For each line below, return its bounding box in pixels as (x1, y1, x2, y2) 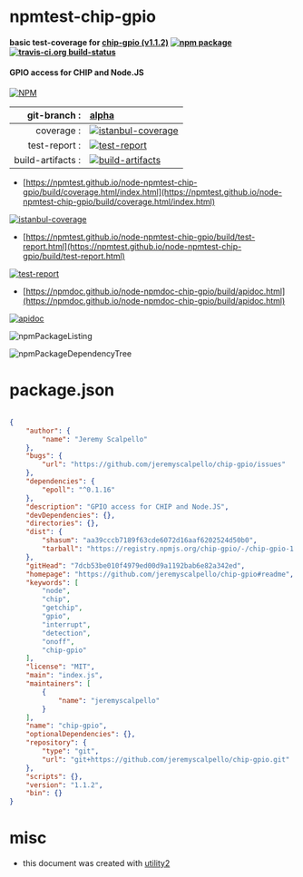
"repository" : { (25, 738, 88, 747)
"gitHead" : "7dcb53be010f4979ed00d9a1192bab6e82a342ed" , (25, 560, 246, 570)
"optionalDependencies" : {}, (25, 730, 136, 739)
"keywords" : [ (25, 578, 79, 587)
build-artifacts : (14, 153, 82, 166)
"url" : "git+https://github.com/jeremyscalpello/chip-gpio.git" (42, 755, 290, 764)
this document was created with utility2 (22, 858, 171, 869)
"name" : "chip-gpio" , (25, 721, 107, 731)
